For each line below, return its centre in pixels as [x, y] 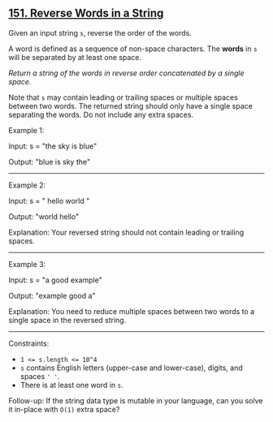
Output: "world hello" [44, 216]
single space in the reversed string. [67, 320]
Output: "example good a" [52, 295]
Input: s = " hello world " [49, 200]
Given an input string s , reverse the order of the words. [100, 32]
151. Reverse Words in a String [86, 13]
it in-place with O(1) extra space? [64, 409]
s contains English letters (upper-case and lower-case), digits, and [132, 368]
